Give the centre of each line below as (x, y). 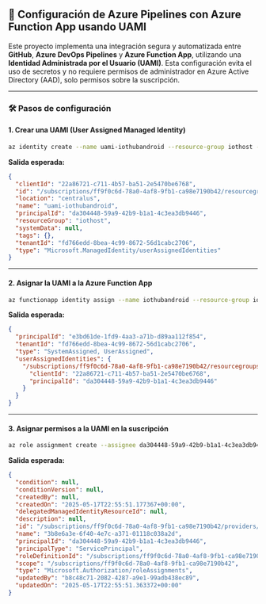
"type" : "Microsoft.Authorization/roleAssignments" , (104, 571)
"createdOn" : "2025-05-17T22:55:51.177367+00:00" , (101, 504)
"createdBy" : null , (47, 497)
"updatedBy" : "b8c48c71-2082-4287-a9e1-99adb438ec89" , (108, 578)
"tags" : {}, (35, 235)
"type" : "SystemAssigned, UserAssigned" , (85, 352)
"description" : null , (51, 519)
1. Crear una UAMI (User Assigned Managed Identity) (97, 130)
